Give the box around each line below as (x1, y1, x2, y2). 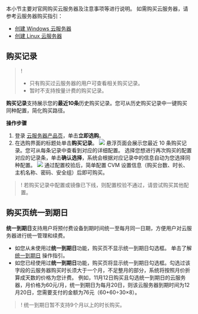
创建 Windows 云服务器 (14, 25, 72, 32)
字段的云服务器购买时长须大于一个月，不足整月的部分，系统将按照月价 (14, 266, 186, 273)
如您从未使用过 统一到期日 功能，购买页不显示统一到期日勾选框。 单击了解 (14, 244, 192, 251)
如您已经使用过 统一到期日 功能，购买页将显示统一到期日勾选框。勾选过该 (14, 259, 190, 266)
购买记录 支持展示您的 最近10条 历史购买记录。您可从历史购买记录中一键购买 (6, 99, 187, 106)
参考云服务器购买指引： (6, 12, 63, 19)
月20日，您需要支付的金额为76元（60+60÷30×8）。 (14, 289, 140, 296)
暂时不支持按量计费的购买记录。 (29, 87, 107, 94)
